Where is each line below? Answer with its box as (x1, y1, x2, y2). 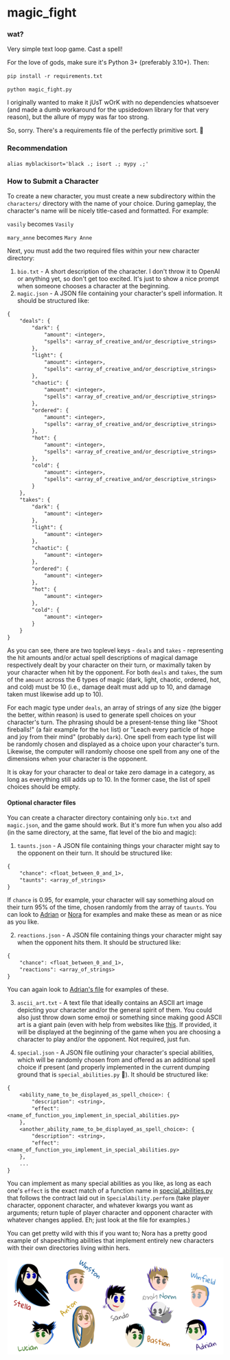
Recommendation (7, 143, 68, 153)
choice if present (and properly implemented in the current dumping (16, 1063, 210, 1072)
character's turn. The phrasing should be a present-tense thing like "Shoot (7, 718, 218, 727)
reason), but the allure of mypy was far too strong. (7, 113, 150, 121)
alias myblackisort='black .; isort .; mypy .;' (7, 160, 149, 167)
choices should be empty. (7, 783, 80, 791)
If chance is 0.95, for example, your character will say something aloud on (7, 896, 214, 904)
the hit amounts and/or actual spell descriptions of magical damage (7, 654, 198, 662)
